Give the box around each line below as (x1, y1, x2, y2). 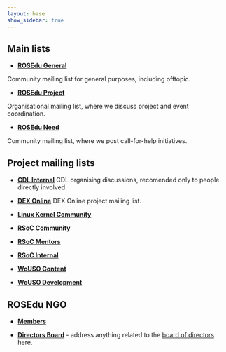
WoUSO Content (17, 264, 66, 273)
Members (17, 317, 47, 325)
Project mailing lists (7, 157, 95, 169)
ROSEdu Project (17, 88, 65, 97)
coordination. (7, 109, 45, 118)
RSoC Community (17, 224, 71, 232)
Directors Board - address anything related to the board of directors (17, 330, 215, 339)
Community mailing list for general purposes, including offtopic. (7, 75, 191, 83)
